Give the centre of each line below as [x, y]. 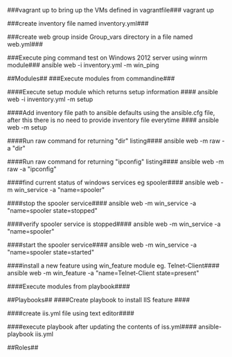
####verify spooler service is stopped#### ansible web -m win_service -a [114, 224]
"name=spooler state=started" [51, 252]
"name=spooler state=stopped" [53, 210]
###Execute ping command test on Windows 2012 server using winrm [107, 58]
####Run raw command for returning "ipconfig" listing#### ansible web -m [116, 162]
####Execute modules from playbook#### [69, 286]
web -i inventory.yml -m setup [50, 99]
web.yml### [25, 44]
